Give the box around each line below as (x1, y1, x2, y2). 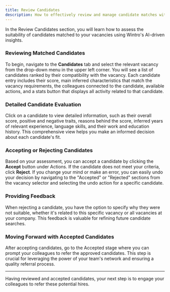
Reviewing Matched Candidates (5, 49, 85, 56)
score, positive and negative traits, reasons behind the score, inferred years (5, 118, 163, 124)
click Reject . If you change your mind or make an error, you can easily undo (5, 169, 163, 176)
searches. (5, 220, 26, 226)
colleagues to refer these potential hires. (5, 281, 90, 287)
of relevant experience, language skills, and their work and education (5, 123, 149, 130)
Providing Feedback (5, 193, 56, 200)
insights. (5, 37, 23, 43)
